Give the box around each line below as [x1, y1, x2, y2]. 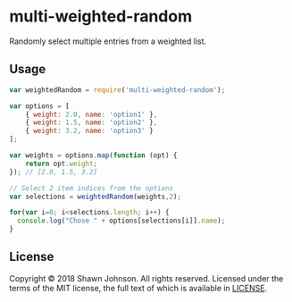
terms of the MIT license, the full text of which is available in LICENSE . [9, 282, 268, 293]
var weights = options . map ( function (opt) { [9, 151, 178, 160]
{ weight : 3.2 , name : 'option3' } [25, 127, 154, 136]
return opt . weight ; [25, 159, 98, 168]
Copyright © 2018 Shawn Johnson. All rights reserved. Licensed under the [9, 273, 284, 283]
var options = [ [9, 101, 70, 111]
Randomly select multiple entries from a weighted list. [9, 36, 207, 46]
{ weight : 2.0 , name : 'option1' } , [25, 110, 158, 119]
